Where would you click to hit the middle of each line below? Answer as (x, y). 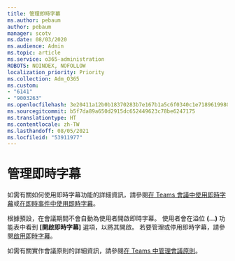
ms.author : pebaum (34, 20)
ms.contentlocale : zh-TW (43, 124)
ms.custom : (23, 85)
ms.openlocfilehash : (37, 105)
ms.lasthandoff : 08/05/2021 (48, 131)
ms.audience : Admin (36, 46)
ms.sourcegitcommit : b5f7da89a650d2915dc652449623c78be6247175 (101, 111)
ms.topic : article (34, 53)
